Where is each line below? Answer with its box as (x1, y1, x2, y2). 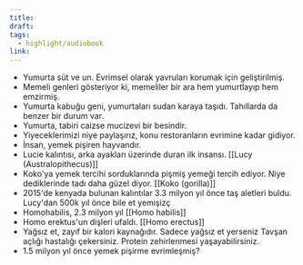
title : (9, 13, 35, 23)
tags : (9, 30, 30, 39)
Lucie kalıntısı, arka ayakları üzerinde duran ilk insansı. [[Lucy (22, 149, 253, 160)
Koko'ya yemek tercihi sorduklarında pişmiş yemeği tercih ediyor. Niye (22, 169, 286, 180)
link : (9, 47, 30, 56)
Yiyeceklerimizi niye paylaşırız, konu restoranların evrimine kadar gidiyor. (22, 130, 296, 141)
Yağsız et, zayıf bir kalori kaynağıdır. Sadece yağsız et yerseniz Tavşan (22, 226, 288, 237)
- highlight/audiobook (17, 38, 104, 48)
